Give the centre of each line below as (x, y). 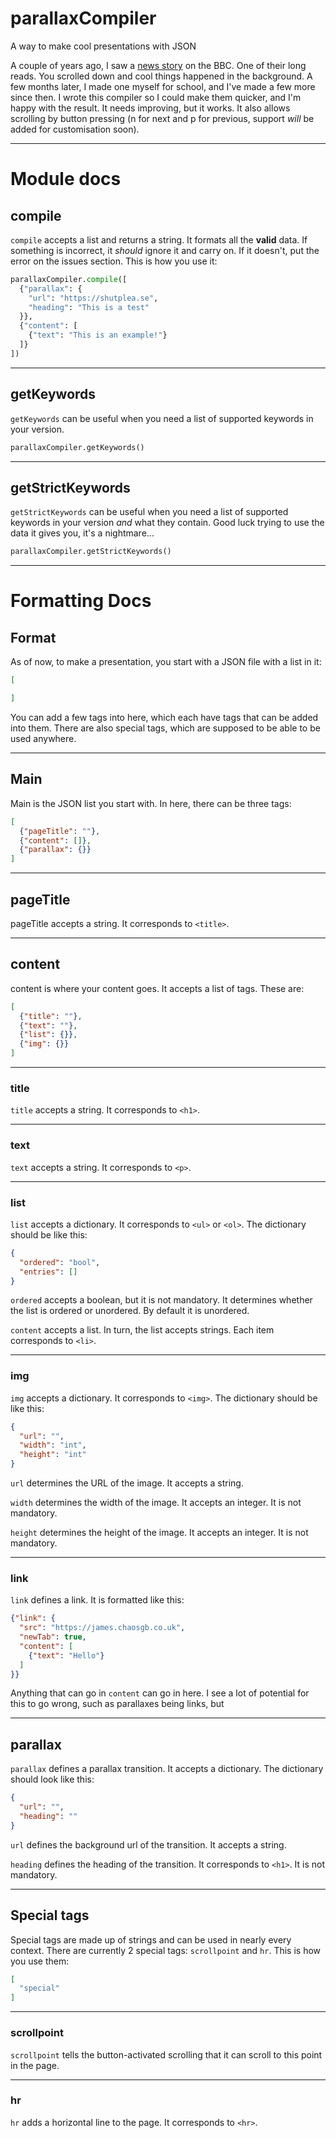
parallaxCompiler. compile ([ (69, 279)
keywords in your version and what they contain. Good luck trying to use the (167, 523)
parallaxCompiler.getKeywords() (77, 447)
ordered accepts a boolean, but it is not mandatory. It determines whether (161, 1300)
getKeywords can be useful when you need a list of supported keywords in (162, 418)
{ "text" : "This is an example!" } (98, 335)
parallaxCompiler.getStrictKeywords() (91, 552)
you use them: (40, 1961)
